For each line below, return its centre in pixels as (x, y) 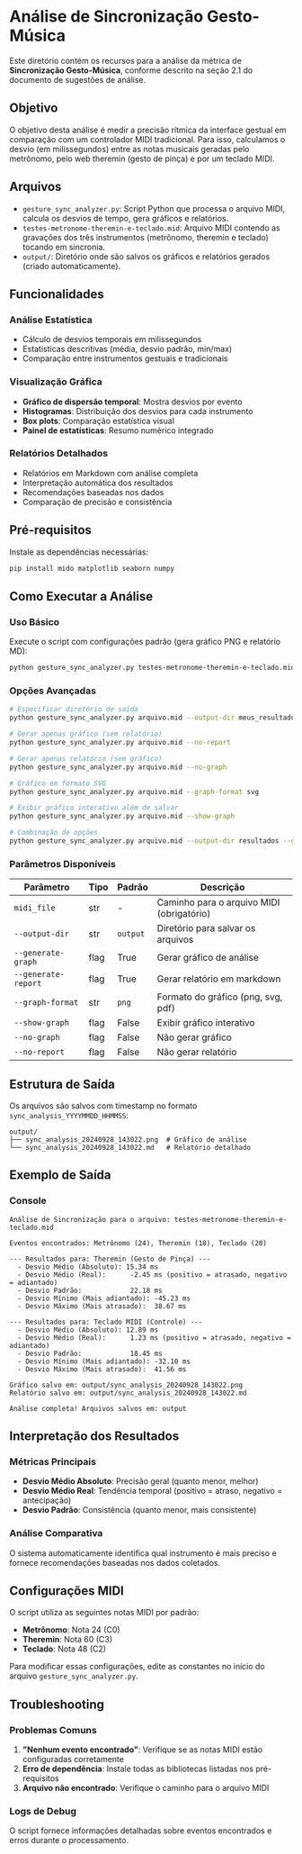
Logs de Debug (43, 1812)
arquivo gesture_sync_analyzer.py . (74, 1676)
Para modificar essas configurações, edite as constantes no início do (137, 1667)
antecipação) (47, 1500)
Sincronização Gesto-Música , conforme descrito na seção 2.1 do (131, 70)
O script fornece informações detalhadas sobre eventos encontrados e (141, 1831)
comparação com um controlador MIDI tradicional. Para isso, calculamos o (147, 139)
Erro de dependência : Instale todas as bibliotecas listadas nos (138, 1769)
